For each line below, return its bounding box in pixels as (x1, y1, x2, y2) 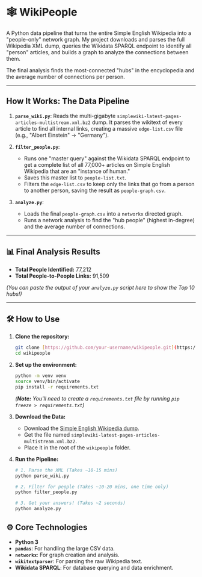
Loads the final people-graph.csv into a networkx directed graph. (23, 210, 183, 217)
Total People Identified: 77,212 (14, 266, 92, 273)
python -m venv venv (14, 373, 67, 379)
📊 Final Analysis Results (6, 247, 100, 257)
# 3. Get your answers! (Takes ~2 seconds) (14, 500, 126, 507)
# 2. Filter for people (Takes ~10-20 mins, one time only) (14, 484, 169, 490)
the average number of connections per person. (6, 73, 125, 80)
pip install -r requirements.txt (14, 384, 99, 390)
